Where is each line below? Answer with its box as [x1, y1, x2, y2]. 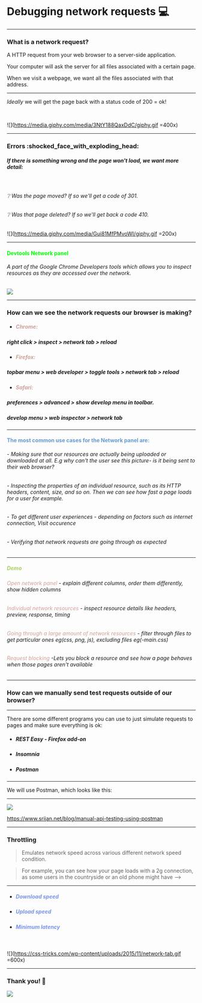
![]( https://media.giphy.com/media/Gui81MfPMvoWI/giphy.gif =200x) [7, 230, 177, 237]
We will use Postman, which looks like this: [7, 786, 113, 794]
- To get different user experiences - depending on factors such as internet [7, 513, 193, 521]
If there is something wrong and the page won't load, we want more [7, 157, 179, 164]
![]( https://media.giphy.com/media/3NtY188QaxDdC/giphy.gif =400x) [7, 121, 179, 129]
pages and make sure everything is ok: [7, 722, 102, 729]
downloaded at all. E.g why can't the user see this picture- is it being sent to [7, 457, 195, 464]
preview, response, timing [7, 611, 71, 618]
